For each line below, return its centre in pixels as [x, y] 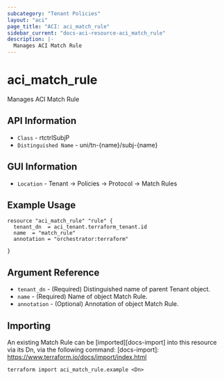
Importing [29, 326]
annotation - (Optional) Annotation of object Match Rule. [98, 304]
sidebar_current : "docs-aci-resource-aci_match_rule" [87, 33]
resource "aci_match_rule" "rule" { [60, 221]
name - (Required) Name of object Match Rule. [82, 297]
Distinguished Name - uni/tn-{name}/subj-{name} [87, 145]
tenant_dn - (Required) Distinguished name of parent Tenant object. [114, 289]
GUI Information [42, 167]
